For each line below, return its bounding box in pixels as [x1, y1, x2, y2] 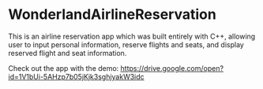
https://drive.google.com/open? [120, 63, 224, 72]
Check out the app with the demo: [8, 63, 119, 72]
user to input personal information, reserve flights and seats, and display [8, 39, 245, 49]
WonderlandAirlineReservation [8, 6, 217, 24]
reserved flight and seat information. [8, 48, 127, 57]
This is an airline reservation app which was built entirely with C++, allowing [8, 32, 256, 41]
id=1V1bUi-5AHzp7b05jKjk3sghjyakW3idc [8, 72, 145, 81]
